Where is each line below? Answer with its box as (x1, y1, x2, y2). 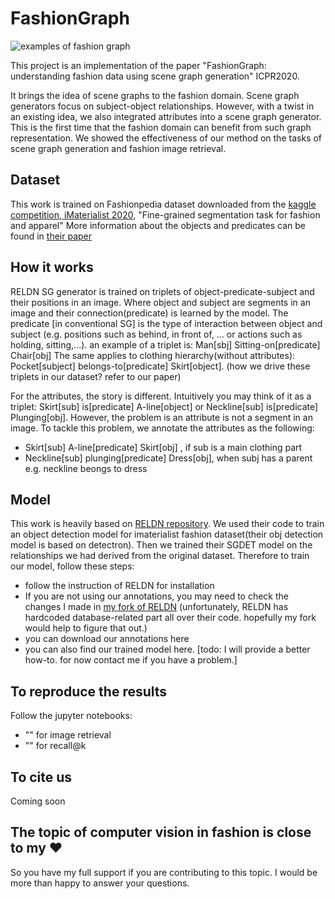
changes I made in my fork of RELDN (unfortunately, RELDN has (24, 601, 289, 613)
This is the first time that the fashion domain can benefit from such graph (10, 121, 312, 133)
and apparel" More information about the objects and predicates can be (10, 219, 307, 231)
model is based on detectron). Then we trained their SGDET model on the (10, 539, 313, 551)
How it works (10, 259, 94, 276)
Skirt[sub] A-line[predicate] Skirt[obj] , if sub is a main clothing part (24, 441, 303, 453)
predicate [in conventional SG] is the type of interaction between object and (10, 317, 323, 329)
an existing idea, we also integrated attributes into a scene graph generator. (10, 110, 322, 122)
